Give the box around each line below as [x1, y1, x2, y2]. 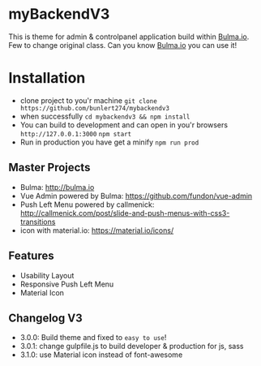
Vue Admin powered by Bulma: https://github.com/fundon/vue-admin [19, 191, 253, 200]
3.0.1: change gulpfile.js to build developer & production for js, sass [19, 342, 244, 351]
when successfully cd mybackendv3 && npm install [19, 111, 190, 121]
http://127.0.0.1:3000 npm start [19, 130, 132, 138]
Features [8, 249, 54, 263]
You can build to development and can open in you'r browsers [19, 119, 229, 130]
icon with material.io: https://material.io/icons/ [19, 225, 174, 235]
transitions [19, 217, 56, 226]
